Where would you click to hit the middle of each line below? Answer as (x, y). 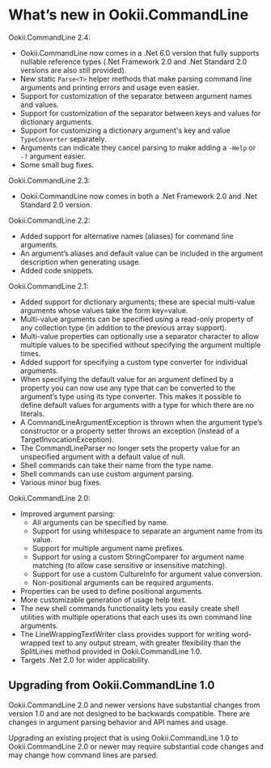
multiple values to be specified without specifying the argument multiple (140, 345)
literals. (32, 414)
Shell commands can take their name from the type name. (116, 465)
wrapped (35, 643)
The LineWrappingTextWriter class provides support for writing (125, 634)
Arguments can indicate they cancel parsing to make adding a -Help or (138, 147)
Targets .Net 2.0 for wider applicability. (85, 660)
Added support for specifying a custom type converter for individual (134, 362)
